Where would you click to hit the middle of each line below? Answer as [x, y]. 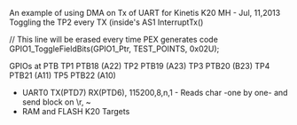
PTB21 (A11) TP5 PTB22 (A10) [63, 75]
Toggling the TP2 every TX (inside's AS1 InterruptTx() [106, 22]
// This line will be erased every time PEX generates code [114, 39]
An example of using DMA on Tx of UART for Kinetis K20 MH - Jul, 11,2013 [145, 13]
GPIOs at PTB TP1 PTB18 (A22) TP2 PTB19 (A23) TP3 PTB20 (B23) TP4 [140, 66]
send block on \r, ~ [56, 102]
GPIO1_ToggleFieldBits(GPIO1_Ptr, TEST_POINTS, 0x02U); [114, 49]
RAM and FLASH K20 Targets [76, 111]
